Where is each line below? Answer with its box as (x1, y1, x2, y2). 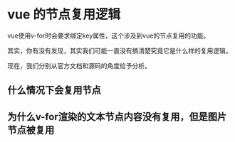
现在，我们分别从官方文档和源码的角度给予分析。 (7, 61, 151, 70)
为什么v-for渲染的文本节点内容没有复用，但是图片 (7, 111, 226, 123)
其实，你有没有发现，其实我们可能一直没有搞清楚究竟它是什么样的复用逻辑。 (7, 46, 232, 55)
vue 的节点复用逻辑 (7, 6, 121, 23)
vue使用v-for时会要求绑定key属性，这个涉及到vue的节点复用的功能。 (7, 31, 210, 40)
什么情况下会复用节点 (7, 84, 101, 97)
